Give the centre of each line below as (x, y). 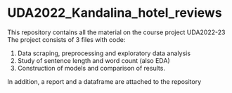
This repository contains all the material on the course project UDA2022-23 (116, 32)
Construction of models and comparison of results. (91, 68)
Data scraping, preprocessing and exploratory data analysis (104, 53)
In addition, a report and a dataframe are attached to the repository (104, 81)
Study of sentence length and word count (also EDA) (94, 60)
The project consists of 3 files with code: (66, 39)
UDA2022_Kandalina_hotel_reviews (115, 13)
